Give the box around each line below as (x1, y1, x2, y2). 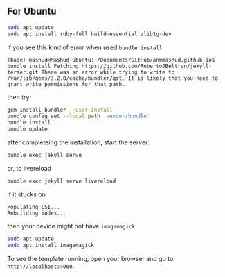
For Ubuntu (7, 6, 57, 17)
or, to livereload (7, 164, 52, 172)
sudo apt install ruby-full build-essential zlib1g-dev (7, 31, 172, 37)
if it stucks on (7, 190, 46, 199)
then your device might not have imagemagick (7, 221, 136, 230)
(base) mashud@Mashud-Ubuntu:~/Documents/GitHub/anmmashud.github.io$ (7, 56, 215, 63)
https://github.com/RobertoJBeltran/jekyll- (81, 62, 213, 69)
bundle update (7, 126, 48, 133)
